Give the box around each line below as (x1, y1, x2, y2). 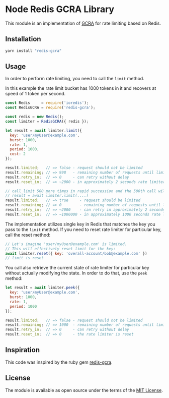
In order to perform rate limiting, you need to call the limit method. (5, 76, 144, 82)
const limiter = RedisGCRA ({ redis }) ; (5, 119, 89, 124)
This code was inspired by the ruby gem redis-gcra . (5, 359, 113, 365)
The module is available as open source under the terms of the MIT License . (5, 387, 163, 393)
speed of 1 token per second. (5, 91, 66, 97)
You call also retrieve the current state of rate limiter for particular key (5, 265, 149, 271)
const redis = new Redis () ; (5, 115, 64, 120)
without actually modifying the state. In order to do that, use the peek (5, 270, 147, 276)
